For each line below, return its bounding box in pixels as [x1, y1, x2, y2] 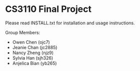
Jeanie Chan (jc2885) [12, 44, 57, 50]
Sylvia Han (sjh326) [12, 55, 53, 61]
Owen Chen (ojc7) [12, 39, 50, 45]
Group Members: [5, 29, 40, 35]
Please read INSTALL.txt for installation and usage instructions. [5, 20, 135, 26]
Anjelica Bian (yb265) [12, 60, 57, 66]
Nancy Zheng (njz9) [12, 50, 54, 56]
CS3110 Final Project [5, 3, 91, 15]
